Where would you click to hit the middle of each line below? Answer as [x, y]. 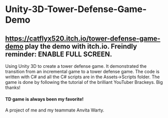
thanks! [13, 87]
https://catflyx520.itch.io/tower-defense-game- [83, 38]
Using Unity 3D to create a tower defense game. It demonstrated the [76, 66]
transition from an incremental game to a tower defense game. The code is [82, 72]
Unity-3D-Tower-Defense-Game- [76, 9]
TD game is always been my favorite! [44, 99]
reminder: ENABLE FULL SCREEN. [59, 54]
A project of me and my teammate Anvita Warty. [55, 110]
